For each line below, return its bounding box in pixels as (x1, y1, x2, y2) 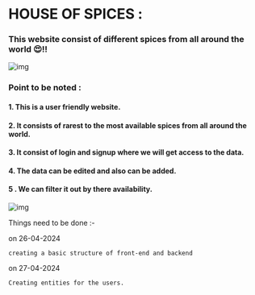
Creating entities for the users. (8, 279, 125, 287)
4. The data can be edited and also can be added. (8, 166, 177, 176)
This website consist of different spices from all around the (8, 34, 245, 45)
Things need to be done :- (8, 218, 95, 227)
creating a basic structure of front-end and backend (8, 249, 194, 257)
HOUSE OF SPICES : (8, 5, 143, 23)
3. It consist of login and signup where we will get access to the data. (8, 147, 245, 157)
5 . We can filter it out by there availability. (8, 185, 153, 194)
